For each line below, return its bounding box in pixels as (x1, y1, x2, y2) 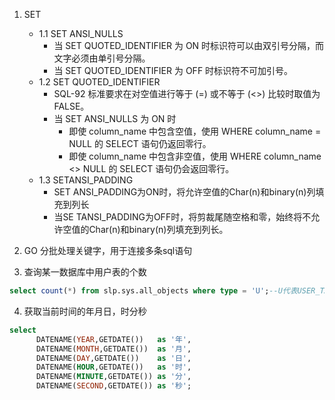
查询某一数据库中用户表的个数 (23, 266, 147, 278)
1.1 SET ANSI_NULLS (38, 28, 124, 39)
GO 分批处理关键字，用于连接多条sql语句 (23, 245, 193, 256)
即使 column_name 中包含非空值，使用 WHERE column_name (68, 150, 322, 162)
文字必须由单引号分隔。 (53, 52, 151, 64)
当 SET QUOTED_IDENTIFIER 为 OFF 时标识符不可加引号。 (53, 65, 294, 76)
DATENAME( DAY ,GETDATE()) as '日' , (35, 353, 192, 363)
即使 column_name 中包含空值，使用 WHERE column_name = (68, 125, 322, 137)
